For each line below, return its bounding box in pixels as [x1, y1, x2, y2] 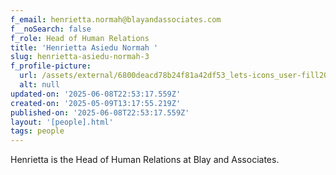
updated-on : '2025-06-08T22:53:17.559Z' [10, 89, 182, 99]
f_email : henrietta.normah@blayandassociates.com [10, 14, 222, 25]
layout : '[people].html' [10, 117, 114, 127]
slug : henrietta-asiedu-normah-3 [10, 52, 150, 62]
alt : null [19, 80, 60, 90]
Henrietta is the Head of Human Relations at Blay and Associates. [10, 154, 280, 166]
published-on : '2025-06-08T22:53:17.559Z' [10, 107, 190, 118]
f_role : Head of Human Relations [10, 33, 150, 43]
